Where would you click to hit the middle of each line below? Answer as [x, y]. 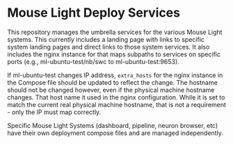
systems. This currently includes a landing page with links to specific [106, 39]
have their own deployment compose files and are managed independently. [115, 133]
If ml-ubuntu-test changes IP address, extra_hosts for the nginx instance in [115, 75]
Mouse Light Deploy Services [94, 13]
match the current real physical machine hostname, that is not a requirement [116, 104]
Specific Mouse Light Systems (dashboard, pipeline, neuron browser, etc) [113, 125]
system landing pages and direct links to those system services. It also [109, 47]
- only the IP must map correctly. [54, 112]
